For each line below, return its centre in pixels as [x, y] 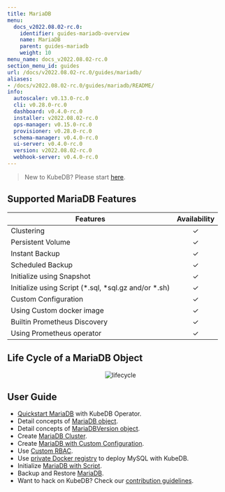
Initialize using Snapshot [51, 276]
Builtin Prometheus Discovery [59, 322]
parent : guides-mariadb [55, 46]
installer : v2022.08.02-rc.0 [56, 118]
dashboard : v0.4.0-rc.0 [48, 111]
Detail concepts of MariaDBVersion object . [79, 429]
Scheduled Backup [42, 265]
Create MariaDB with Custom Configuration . [81, 444]
